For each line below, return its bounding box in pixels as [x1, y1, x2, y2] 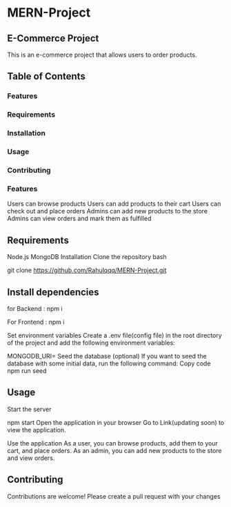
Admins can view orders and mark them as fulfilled [7, 214, 152, 222]
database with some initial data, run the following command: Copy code [7, 359, 211, 367]
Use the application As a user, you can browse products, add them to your [7, 439, 219, 447]
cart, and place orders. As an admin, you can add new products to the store [7, 446, 222, 455]
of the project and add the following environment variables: [7, 338, 176, 347]
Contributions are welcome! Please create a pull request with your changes [7, 492, 221, 500]
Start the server [7, 405, 52, 413]
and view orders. [7, 454, 55, 462]
